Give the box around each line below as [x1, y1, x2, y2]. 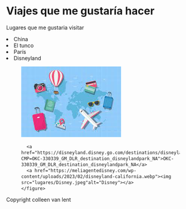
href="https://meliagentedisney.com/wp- [34, 167, 136, 174]
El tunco [14, 42, 34, 49]
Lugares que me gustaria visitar [6, 24, 84, 31]
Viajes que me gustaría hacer [6, 4, 155, 18]
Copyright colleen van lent [6, 196, 71, 203]
